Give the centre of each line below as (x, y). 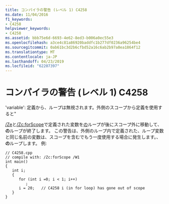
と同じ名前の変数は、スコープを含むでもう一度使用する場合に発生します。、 (83, 137)
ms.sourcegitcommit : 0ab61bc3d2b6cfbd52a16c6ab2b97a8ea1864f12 (73, 47)
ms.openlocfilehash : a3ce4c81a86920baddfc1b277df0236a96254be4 (73, 43)
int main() (17, 162)
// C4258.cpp (19, 153)
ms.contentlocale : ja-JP (31, 57)
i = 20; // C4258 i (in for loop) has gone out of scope (81, 188)
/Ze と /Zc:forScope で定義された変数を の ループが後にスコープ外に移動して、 (83, 124)
